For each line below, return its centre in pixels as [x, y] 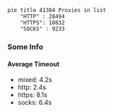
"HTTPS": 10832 [43, 23]
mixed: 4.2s [35, 80]
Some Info [26, 46]
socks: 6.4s [34, 103]
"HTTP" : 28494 [43, 16]
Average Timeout [33, 63]
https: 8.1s [32, 95]
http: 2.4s [32, 87]
